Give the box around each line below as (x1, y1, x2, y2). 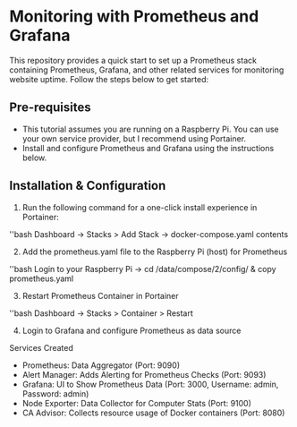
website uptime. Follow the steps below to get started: (9, 73, 209, 84)
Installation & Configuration (9, 178, 166, 193)
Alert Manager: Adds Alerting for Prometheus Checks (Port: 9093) (21, 369, 267, 380)
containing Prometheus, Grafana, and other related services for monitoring (9, 64, 284, 75)
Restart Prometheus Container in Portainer (21, 290, 179, 301)
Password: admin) (21, 388, 89, 399)
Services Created (9, 342, 73, 353)
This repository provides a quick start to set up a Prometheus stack (9, 55, 258, 65)
